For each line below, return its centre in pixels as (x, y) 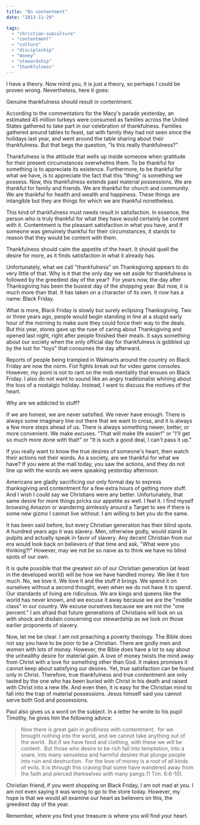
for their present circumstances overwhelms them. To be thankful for (90, 163)
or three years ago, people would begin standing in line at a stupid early (94, 316)
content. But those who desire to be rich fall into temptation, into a (102, 748)
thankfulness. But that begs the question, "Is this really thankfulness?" (92, 145)
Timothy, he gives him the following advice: (59, 718)
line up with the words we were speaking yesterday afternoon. (82, 470)
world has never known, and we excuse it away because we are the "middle (99, 600)
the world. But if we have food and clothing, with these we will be (101, 742)
